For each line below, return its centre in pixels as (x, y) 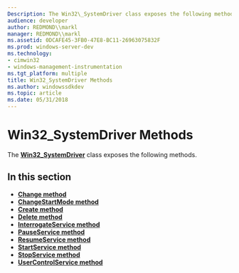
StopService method (49, 255)
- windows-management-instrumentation (65, 67)
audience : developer (38, 21)
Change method (42, 194)
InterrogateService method (59, 224)
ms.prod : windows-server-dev (51, 47)
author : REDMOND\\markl (43, 27)
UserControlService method (60, 262)
